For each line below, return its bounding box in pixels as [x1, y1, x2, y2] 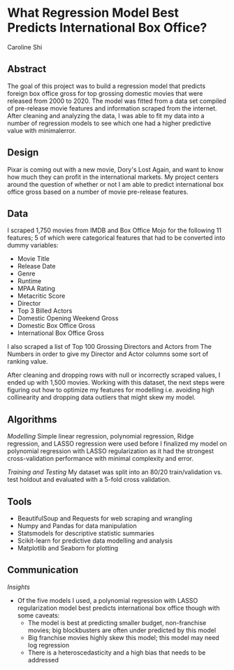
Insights [7, 583, 30, 591]
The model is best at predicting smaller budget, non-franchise [27, 618, 207, 627]
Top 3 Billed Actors [17, 306, 73, 315]
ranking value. [7, 357, 48, 366]
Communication [7, 564, 79, 576]
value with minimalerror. [7, 126, 77, 134]
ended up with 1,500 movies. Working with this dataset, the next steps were [7, 378, 225, 387]
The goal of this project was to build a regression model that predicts [7, 82, 206, 90]
